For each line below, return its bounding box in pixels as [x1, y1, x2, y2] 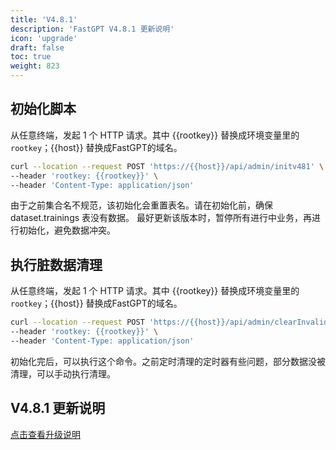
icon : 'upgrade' [10, 33, 78, 43]
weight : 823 [10, 61, 60, 71]
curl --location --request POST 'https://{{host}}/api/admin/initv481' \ [10, 161, 325, 171]
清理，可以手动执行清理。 [10, 367, 116, 380]
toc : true [10, 52, 52, 62]
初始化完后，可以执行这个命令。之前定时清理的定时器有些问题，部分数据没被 [10, 355, 326, 367]
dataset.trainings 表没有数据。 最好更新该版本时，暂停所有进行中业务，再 [10, 212, 312, 224]
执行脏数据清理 [10, 256, 103, 273]
